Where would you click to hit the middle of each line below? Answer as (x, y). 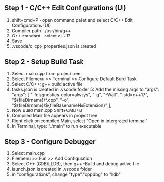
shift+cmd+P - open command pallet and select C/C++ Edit (72, 20)
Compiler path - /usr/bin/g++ (41, 30)
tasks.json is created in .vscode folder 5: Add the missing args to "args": (85, 89)
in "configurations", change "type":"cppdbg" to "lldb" (66, 174)
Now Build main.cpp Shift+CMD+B (47, 110)
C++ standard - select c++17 (41, 36)
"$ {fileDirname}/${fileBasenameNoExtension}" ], (61, 105)
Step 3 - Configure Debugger (50, 142)
